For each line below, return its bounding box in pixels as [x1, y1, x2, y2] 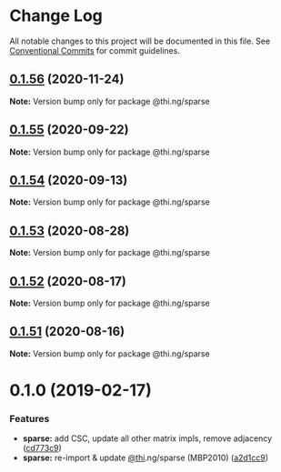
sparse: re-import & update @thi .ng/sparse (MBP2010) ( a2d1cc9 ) [22, 452, 269, 464]
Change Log [9, 5, 103, 26]
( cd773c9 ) [22, 443, 62, 454]
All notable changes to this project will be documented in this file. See [9, 35, 271, 46]
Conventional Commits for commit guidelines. [9, 45, 180, 55]
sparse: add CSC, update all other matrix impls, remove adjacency [22, 433, 273, 444]
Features [9, 412, 50, 425]
